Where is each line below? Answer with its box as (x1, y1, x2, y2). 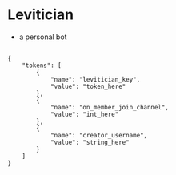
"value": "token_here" (50, 82, 126, 90)
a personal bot (18, 32, 67, 42)
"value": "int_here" (50, 110, 119, 118)
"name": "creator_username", (50, 131, 148, 139)
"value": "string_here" (50, 138, 130, 146)
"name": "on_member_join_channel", (50, 103, 170, 111)
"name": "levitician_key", (50, 75, 141, 83)
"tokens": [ (22, 62, 62, 70)
